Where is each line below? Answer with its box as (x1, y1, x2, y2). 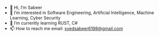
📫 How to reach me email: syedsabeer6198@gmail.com (9, 26, 123, 31)
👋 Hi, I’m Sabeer (9, 5, 43, 10)
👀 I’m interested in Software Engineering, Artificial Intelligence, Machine (9, 10, 154, 16)
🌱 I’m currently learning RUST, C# (9, 20, 78, 26)
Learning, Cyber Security (9, 15, 61, 20)
